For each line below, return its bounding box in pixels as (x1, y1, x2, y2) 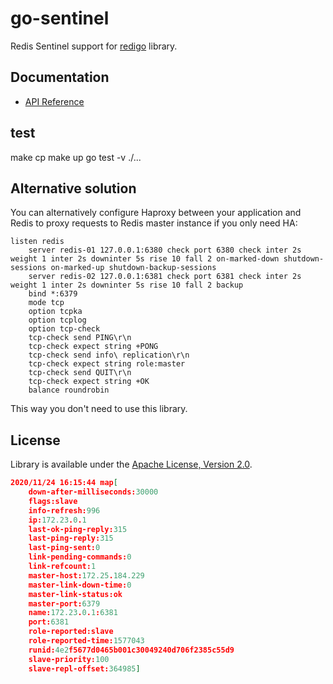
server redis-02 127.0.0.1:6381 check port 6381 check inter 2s (28, 272, 302, 282)
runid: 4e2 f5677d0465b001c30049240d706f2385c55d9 (28, 645, 235, 655)
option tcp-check (28, 324, 101, 334)
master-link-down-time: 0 (28, 580, 132, 590)
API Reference (24, 95, 85, 107)
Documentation (10, 69, 110, 86)
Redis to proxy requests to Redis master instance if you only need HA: (10, 217, 298, 229)
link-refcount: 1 (28, 562, 97, 572)
